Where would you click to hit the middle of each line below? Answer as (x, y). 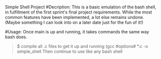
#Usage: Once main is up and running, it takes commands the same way (77, 32)
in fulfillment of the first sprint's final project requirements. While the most (79, 12)
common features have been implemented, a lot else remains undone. (74, 17)
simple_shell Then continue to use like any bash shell (70, 51)
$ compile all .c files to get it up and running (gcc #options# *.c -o (82, 46)
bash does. (16, 37)
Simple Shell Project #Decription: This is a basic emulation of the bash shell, (81, 7)
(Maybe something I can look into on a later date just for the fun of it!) (74, 22)
